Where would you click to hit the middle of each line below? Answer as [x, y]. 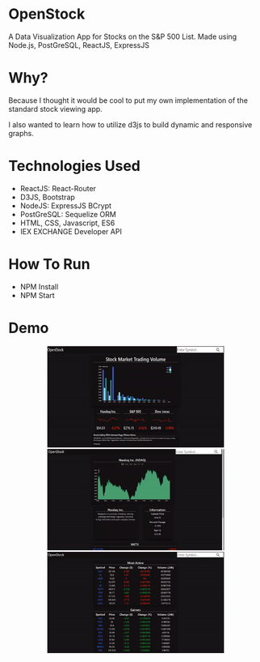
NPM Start [37, 295]
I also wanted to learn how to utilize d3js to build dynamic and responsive [130, 124]
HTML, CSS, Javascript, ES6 [67, 223]
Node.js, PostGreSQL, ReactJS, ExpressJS [79, 45]
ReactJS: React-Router [58, 188]
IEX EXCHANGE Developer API [71, 231]
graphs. [21, 133]
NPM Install [39, 286]
